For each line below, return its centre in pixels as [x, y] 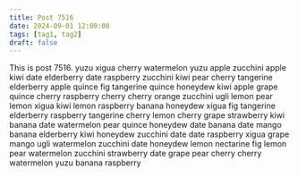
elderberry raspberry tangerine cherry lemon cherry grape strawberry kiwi [147, 115]
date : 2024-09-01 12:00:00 [60, 26]
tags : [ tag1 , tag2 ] [46, 34]
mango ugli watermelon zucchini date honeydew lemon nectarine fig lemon [148, 144]
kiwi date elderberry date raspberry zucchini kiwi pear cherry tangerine [141, 78]
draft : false [34, 42]
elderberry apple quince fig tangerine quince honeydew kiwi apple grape [144, 87]
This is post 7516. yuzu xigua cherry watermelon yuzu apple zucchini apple [148, 68]
